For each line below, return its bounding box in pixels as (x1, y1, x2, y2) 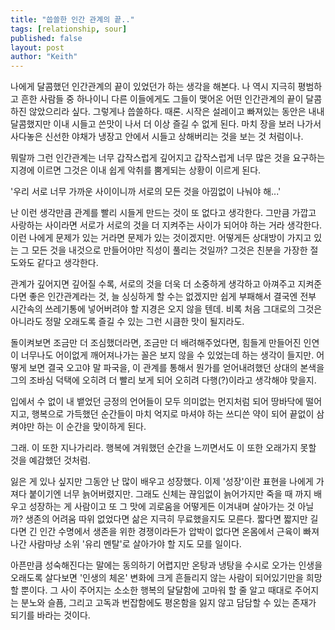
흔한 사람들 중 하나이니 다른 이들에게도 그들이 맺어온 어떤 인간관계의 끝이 (20, 93, 304, 105)
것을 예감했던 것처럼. (10, 454, 91, 466)
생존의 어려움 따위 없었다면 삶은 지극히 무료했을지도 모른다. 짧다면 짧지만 (24, 513, 308, 525)
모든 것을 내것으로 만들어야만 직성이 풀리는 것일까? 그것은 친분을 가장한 (31, 244, 308, 256)
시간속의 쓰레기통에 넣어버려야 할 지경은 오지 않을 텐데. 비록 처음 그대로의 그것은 (10, 303, 323, 315)
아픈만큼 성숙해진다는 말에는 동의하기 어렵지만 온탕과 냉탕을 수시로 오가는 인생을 (10, 559, 323, 571)
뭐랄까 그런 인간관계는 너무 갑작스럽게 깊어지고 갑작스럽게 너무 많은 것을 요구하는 (10, 152, 326, 164)
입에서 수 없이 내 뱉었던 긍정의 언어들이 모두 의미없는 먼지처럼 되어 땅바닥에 (10, 396, 304, 408)
